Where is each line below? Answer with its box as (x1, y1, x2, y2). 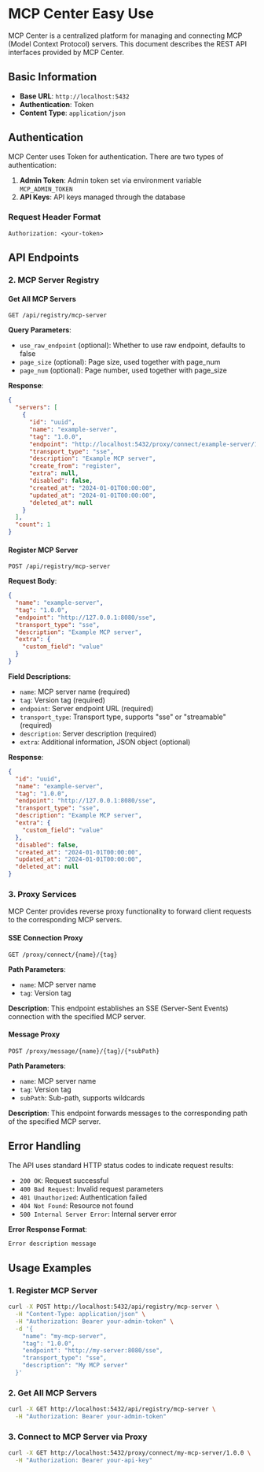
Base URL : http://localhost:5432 (19, 91, 130, 101)
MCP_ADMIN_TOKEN (19, 185, 73, 193)
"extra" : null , (28, 469, 79, 477)
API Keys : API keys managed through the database (19, 192, 186, 202)
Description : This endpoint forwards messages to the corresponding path (8, 1108, 247, 1118)
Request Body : (8, 577, 57, 586)
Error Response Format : (8, 1224, 88, 1233)
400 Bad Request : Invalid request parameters (19, 1184, 163, 1193)
